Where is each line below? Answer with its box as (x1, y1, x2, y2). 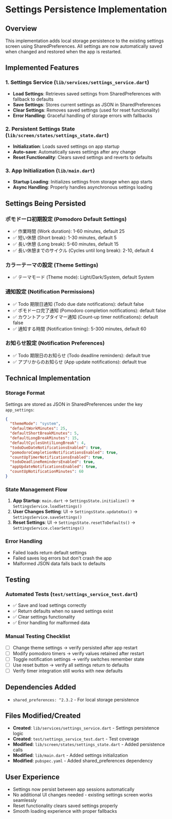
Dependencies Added (5, 683, 77, 692)
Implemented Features (5, 63, 80, 72)
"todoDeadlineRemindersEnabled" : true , (10, 459, 95, 464)
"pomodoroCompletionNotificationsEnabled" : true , (10, 450, 118, 455)
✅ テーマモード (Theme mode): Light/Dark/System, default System (12, 274, 155, 281)
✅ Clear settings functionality (12, 614, 75, 620)
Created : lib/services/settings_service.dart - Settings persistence (12, 725, 160, 731)
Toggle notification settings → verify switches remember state (12, 656, 145, 662)
